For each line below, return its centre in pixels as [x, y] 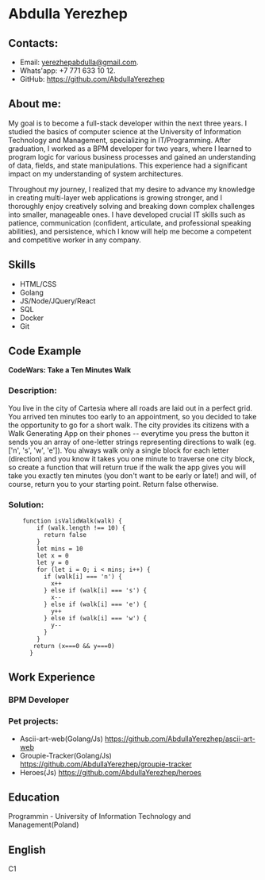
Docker [32, 318]
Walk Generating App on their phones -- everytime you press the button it [129, 433]
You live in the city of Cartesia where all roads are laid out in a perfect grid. [130, 408]
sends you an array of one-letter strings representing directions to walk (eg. [132, 442]
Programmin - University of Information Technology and [100, 816]
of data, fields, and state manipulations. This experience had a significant [128, 165]
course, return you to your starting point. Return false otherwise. [113, 484]
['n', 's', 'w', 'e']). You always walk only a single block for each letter [119, 450]
